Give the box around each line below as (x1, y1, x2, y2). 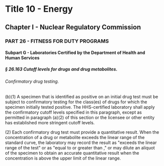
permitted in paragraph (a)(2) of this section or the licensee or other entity (5, 114, 155, 120)
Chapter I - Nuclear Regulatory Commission (5, 23, 141, 31)
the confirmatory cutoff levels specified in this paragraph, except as (5, 109, 142, 115)
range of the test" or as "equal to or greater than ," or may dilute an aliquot (5, 144, 155, 150)
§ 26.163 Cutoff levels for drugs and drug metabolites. (5, 66, 117, 72)
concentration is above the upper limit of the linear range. (5, 155, 121, 161)
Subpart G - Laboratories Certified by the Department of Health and (5, 50, 145, 56)
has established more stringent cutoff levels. (5, 119, 95, 125)
